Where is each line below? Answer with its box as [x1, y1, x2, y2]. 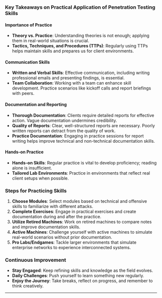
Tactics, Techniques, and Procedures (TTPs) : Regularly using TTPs [12, 43, 148, 49]
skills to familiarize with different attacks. [12, 204, 93, 209]
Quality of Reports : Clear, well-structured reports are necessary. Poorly [12, 122, 155, 128]
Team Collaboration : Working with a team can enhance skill [12, 80, 132, 86]
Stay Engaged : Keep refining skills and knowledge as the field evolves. [12, 268, 153, 273]
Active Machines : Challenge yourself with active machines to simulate [12, 229, 153, 235]
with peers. [12, 90, 35, 96]
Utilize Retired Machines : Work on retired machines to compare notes [12, 219, 152, 225]
